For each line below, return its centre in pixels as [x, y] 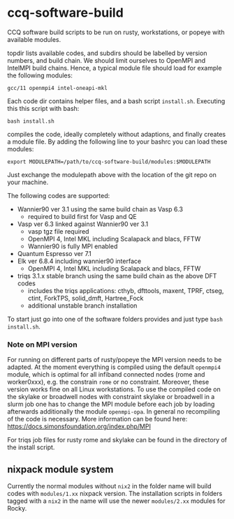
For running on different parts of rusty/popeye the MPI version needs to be [115, 360]
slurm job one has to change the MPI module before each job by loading [111, 404]
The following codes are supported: [59, 195]
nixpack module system [60, 469]
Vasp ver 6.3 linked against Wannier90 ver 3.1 [83, 224]
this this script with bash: [43, 108]
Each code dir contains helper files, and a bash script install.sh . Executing [116, 101]
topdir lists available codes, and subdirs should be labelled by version [107, 53]
